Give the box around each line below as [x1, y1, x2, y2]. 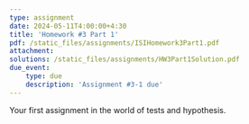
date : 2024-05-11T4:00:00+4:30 [9, 22, 127, 31]
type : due [25, 72, 63, 81]
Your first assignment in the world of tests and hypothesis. [9, 104, 226, 115]
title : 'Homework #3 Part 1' [9, 30, 119, 39]
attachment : [9, 47, 54, 56]
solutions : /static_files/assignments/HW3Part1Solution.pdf [9, 55, 241, 64]
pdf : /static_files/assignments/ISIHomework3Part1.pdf [9, 38, 220, 48]
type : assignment [9, 13, 75, 22]
